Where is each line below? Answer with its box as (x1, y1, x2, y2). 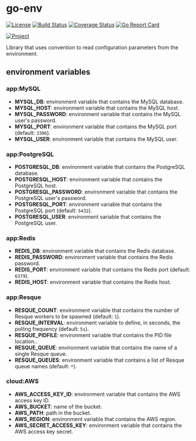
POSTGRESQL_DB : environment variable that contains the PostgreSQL (14, 163, 185, 170)
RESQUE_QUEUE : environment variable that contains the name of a (14, 344, 177, 351)
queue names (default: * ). (14, 362, 77, 369)
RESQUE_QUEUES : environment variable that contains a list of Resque (14, 357, 185, 364)
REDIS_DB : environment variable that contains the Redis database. (14, 247, 176, 255)
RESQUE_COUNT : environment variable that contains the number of (14, 307, 180, 314)
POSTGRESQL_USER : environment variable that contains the (14, 213, 161, 220)
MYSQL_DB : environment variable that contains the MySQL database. (14, 98, 184, 105)
